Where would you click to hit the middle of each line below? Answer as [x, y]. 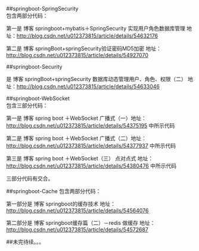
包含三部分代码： [27, 106]
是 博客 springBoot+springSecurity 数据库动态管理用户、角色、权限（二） [96, 79]
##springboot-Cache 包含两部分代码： [54, 191]
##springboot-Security [34, 67]
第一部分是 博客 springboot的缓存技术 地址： [61, 204]
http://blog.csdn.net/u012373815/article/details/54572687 [77, 230]
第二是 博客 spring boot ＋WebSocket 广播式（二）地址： [77, 138]
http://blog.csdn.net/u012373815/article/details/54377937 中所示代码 [91, 146]
